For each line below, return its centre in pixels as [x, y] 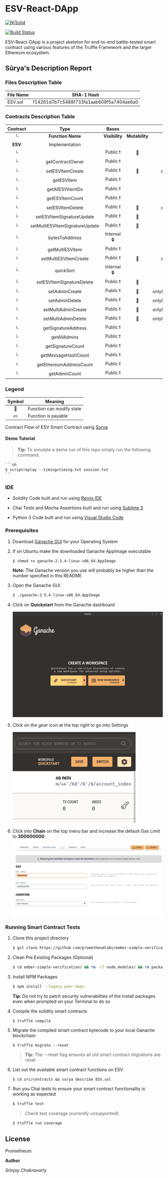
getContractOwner [65, 162]
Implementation [65, 145]
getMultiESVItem [65, 249]
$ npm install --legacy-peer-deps [48, 986]
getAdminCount [65, 374]
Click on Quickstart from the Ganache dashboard [63, 605]
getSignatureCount [65, 346]
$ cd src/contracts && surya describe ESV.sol [62, 1079]
